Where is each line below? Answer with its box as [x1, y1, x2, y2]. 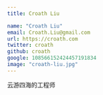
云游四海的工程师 [7, 81, 56, 89]
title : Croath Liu [7, 10, 60, 17]
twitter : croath [7, 42, 54, 49]
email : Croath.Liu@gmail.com [7, 29, 91, 36]
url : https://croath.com [7, 35, 78, 42]
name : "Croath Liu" [7, 22, 63, 30]
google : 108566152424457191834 [7, 54, 97, 62]
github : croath [7, 48, 51, 55]
